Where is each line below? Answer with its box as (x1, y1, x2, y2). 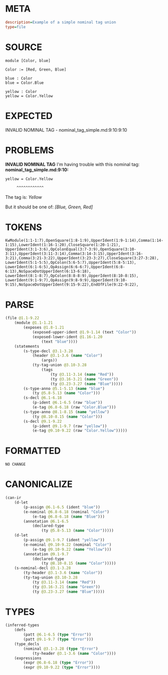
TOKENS (5, 221, 42, 233)
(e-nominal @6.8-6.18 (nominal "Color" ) (23, 509, 109, 515)
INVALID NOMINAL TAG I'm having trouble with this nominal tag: (5, 161, 140, 167)
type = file (5, 24, 26, 29)
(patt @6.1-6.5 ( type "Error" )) (23, 632, 92, 637)
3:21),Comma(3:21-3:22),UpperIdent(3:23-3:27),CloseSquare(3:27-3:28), (5, 256, 159, 261)
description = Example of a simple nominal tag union (5, 20, 116, 25)
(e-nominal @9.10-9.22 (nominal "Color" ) (23, 542, 112, 547)
